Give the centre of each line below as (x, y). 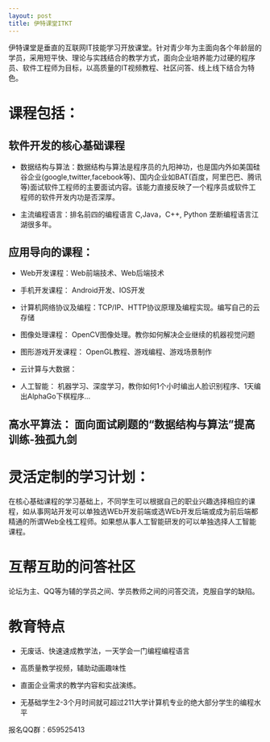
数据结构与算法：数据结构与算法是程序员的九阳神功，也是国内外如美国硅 (140, 167)
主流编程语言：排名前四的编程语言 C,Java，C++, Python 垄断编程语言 (136, 214)
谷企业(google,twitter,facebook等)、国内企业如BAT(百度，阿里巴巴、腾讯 (141, 177)
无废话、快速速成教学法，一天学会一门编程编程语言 (105, 651)
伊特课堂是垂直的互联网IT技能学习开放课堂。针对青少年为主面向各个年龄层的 (135, 47)
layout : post (30, 16)
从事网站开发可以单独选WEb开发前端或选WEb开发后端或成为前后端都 (144, 511)
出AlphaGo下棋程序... (55, 396)
